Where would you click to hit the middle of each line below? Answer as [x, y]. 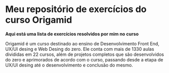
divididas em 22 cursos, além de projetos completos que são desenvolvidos [84, 54]
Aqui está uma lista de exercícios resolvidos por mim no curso [72, 34]
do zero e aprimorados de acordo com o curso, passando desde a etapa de [84, 59]
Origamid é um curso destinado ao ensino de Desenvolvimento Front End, [82, 43]
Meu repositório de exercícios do [76, 9]
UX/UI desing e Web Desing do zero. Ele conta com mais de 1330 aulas [80, 49]
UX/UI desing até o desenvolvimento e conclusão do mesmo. [69, 65]
